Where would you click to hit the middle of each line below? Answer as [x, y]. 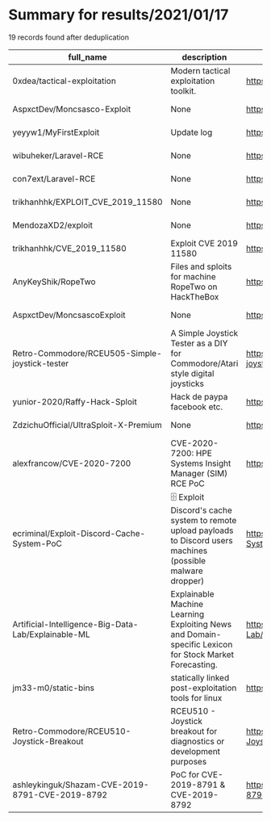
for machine [193, 276]
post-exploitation [204, 688]
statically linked [200, 677]
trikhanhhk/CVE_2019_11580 [69, 248]
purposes [189, 761]
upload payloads [202, 530]
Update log [192, 132]
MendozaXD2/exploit [52, 225]
